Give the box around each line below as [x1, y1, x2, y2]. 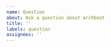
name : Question [6, 9, 45, 15]
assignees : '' [6, 32, 43, 38]
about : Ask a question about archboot [6, 15, 105, 21]
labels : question [6, 26, 51, 32]
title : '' [6, 20, 32, 26]
